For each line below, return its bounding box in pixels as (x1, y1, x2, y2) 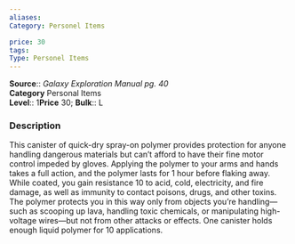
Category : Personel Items (9, 21, 105, 30)
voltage (9, 216, 37, 226)
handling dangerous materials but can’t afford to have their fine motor (9, 149, 264, 160)
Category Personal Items (9, 88, 102, 99)
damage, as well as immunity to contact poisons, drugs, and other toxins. (9, 187, 277, 198)
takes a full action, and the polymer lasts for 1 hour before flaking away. (9, 168, 271, 179)
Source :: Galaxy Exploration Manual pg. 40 (9, 78, 169, 89)
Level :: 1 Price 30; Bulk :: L (9, 97, 104, 108)
